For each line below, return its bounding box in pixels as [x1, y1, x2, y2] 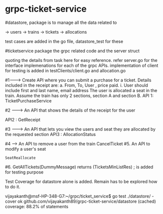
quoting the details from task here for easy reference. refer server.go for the [5, 57, 158, 63]
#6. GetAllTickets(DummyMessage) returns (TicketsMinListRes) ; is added [5, 164, 153, 170]
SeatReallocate [5, 155, 36, 160]
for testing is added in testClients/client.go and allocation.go [5, 67, 126, 74]
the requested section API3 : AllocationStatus [5, 131, 96, 137]
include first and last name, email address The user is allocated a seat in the [5, 87, 157, 93]
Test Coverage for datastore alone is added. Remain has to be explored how [5, 178, 158, 184]
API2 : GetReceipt [5, 117, 40, 122]
